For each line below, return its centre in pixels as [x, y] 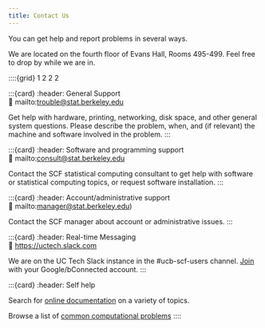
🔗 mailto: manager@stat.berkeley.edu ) [70, 206]
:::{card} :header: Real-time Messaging [72, 237]
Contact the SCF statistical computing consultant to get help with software [131, 173]
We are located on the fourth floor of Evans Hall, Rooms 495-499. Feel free [132, 53]
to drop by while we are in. [52, 62]
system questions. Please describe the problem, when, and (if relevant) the [132, 125]
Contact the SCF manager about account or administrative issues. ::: [121, 221]
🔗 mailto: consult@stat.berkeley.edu [67, 158]
